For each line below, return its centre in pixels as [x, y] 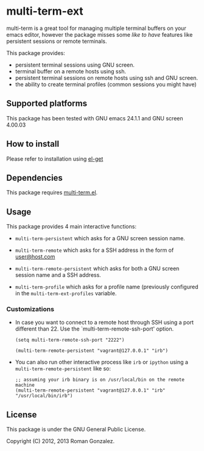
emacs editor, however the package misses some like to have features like [100, 34]
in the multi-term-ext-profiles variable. [66, 293]
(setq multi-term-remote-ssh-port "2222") [70, 340]
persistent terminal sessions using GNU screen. [75, 65]
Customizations [30, 309]
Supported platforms [47, 104]
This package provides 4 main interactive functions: [72, 227]
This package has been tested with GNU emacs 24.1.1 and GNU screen [95, 118]
